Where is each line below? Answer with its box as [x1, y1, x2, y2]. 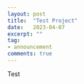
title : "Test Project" [7, 17, 78, 24]
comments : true [7, 51, 53, 58]
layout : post [7, 10, 46, 18]
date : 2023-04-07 [7, 23, 65, 31]
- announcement [7, 43, 53, 51]
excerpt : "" [7, 30, 43, 38]
